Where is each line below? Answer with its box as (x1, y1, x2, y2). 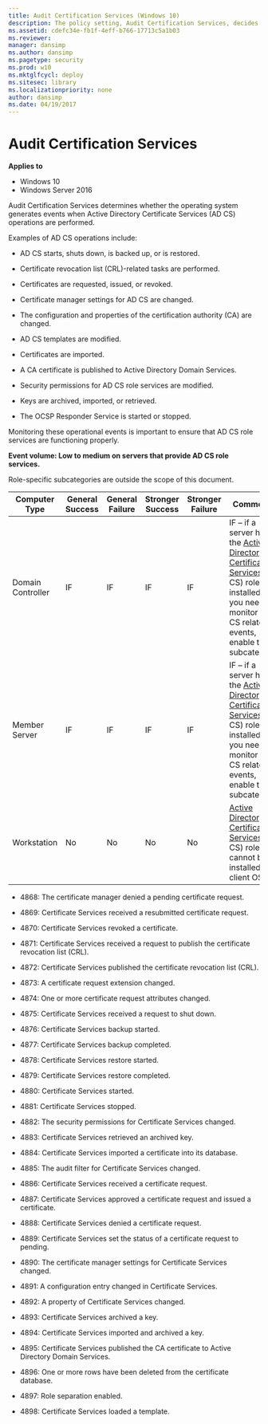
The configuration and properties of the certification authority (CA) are (19, 310, 253, 320)
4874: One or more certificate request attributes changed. (19, 993, 211, 1003)
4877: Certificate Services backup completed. (19, 1040, 171, 1049)
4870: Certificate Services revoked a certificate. (19, 923, 178, 933)
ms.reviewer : (8, 33, 52, 42)
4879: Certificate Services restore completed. (19, 1071, 171, 1080)
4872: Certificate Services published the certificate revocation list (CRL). (19, 962, 259, 973)
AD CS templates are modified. (19, 334, 122, 344)
